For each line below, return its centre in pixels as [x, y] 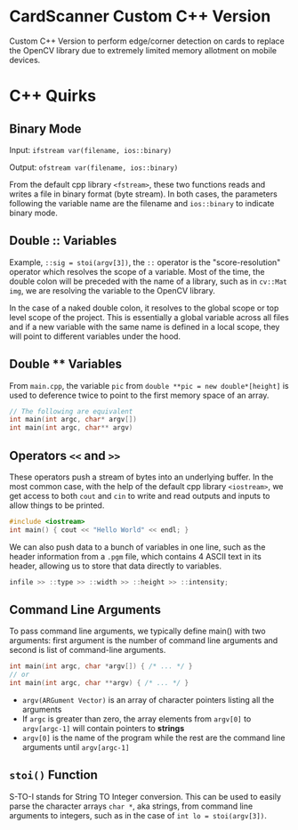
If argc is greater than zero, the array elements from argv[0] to [137, 719]
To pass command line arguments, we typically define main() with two [137, 631]
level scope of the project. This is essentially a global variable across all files [149, 317]
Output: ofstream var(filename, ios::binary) [94, 167]
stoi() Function [53, 775]
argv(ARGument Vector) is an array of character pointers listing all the [148, 700]
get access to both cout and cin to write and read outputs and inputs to [140, 496]
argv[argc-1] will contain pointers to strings [103, 729]
